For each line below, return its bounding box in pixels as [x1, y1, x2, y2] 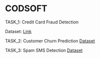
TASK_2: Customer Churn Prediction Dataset [5, 38, 95, 44]
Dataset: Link [5, 28, 32, 34]
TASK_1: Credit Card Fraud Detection [5, 19, 79, 25]
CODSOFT [5, 3, 48, 14]
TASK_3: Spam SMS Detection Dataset [5, 47, 83, 53]
